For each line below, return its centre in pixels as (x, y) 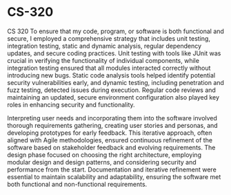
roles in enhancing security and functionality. (71, 104)
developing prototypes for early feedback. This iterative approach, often (110, 133)
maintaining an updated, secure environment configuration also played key (113, 97)
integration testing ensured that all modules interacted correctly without (109, 68)
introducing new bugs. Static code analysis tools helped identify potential (111, 75)
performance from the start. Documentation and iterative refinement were (112, 169)
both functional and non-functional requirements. (77, 184)
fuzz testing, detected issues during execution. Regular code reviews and (111, 90)
